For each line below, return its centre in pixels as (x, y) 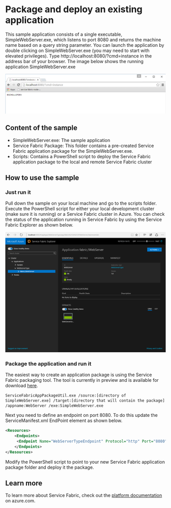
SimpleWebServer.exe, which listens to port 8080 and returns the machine (83, 40)
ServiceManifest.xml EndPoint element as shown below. (64, 420)
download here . (22, 386)
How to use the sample (42, 178)
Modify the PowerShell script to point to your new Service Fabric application (85, 462)
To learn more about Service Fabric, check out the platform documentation (84, 495)
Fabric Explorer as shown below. (39, 225)
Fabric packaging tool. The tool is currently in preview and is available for (82, 380)
